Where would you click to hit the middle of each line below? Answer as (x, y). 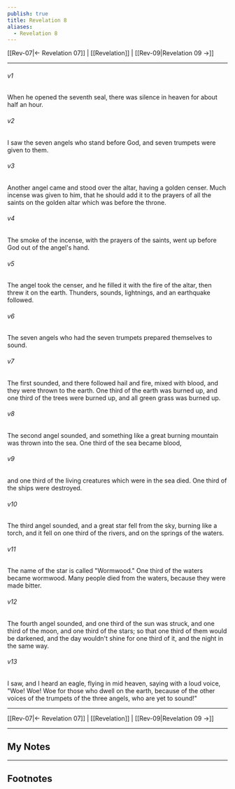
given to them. (28, 150)
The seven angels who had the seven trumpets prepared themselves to (110, 338)
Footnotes (30, 779)
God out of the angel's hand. (48, 248)
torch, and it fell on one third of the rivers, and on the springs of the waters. (116, 533)
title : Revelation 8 (37, 20)
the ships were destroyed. (45, 488)
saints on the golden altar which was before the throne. (87, 202)
